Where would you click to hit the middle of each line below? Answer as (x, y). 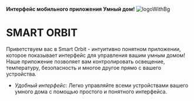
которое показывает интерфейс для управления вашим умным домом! (96, 55)
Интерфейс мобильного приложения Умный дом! (71, 9)
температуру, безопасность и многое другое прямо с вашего (84, 68)
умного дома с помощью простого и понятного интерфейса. (91, 92)
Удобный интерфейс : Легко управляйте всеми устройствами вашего (101, 85)
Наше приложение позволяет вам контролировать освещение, (86, 61)
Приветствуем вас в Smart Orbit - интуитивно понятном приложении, (93, 49)
